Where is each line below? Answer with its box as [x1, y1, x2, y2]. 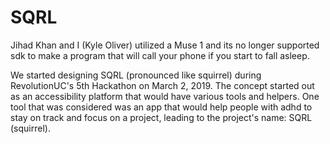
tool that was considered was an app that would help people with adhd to [10, 101, 313, 113]
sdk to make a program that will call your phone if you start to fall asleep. [10, 49, 310, 61]
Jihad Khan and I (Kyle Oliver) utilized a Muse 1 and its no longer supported [10, 39, 320, 51]
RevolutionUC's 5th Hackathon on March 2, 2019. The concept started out [10, 79, 315, 91]
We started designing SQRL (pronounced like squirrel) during [10, 69, 262, 81]
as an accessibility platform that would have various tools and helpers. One [10, 90, 320, 102]
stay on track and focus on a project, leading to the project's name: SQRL [10, 111, 313, 123]
